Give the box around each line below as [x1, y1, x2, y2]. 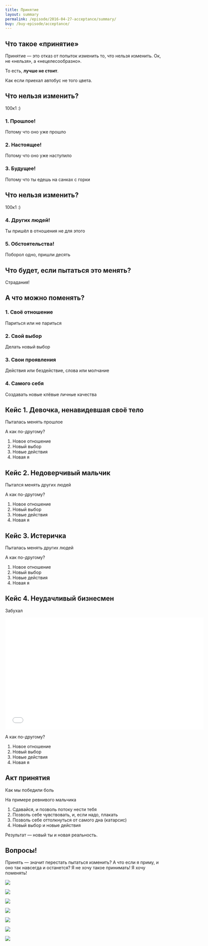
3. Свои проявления [5, 356, 56, 363]
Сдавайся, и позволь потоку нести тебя [12, 806, 97, 812]
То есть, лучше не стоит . [5, 68, 59, 74]
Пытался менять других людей [5, 482, 71, 488]
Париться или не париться [5, 320, 62, 326]
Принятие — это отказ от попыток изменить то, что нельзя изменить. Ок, [5, 53, 161, 59]
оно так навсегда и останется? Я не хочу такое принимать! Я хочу [5, 865, 145, 871]
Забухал [5, 608, 23, 614]
